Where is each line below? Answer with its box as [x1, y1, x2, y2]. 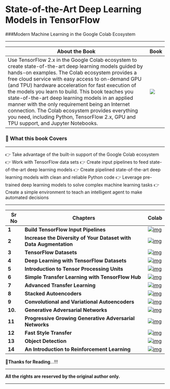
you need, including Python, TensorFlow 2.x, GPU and [8, 113, 136, 120]
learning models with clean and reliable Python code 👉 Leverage [5, 174, 142, 180]
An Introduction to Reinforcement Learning [24, 346, 131, 353]
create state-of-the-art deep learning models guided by [8, 62, 143, 69]
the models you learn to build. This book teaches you [8, 88, 134, 95]
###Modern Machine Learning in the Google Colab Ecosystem [5, 31, 136, 37]
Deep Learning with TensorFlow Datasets [24, 257, 126, 264]
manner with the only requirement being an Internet [8, 100, 130, 107]
